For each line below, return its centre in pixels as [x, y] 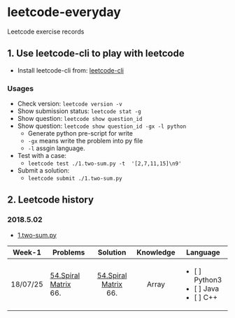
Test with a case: [42, 156]
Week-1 [27, 252]
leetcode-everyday [64, 12]
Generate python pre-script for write [80, 133]
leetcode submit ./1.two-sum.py [75, 179]
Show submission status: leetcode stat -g [79, 111]
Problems [69, 252]
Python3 [208, 280]
